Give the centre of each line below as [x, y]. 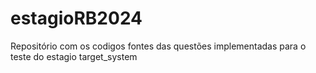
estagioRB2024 [76, 18]
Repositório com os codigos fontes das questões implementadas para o [158, 46]
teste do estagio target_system [74, 56]
